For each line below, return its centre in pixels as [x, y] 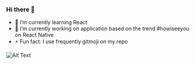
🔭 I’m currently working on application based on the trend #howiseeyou [102, 28]
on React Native [34, 35]
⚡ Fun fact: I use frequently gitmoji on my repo [71, 41]
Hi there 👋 [21, 9]
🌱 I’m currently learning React [51, 23]
